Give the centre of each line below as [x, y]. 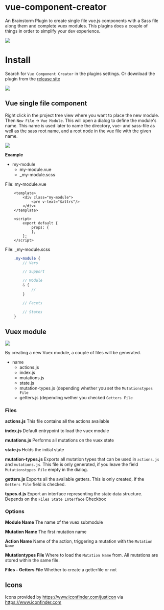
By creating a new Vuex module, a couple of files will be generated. [73, 353]
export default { [40, 223]
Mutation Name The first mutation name [46, 532]
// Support [34, 272]
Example [14, 155]
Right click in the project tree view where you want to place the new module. [82, 115]
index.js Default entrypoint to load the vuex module [57, 431]
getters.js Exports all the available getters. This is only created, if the [75, 479]
